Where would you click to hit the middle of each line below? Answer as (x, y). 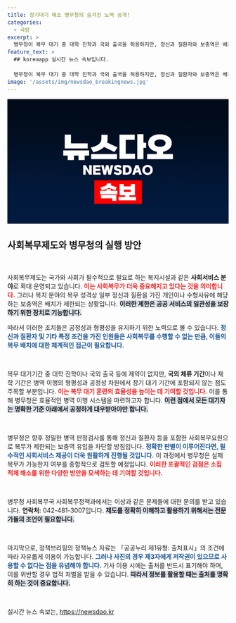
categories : (25, 22)
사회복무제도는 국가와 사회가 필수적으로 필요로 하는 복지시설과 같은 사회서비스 (113, 277)
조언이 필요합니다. (50, 519)
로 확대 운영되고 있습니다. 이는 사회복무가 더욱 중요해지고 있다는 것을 (106, 286)
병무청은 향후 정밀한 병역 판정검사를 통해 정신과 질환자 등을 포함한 (97, 438)
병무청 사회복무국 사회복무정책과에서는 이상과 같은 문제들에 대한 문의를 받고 (111, 501)
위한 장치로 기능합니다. (51, 312)
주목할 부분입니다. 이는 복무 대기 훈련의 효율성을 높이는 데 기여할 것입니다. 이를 (114, 391)
